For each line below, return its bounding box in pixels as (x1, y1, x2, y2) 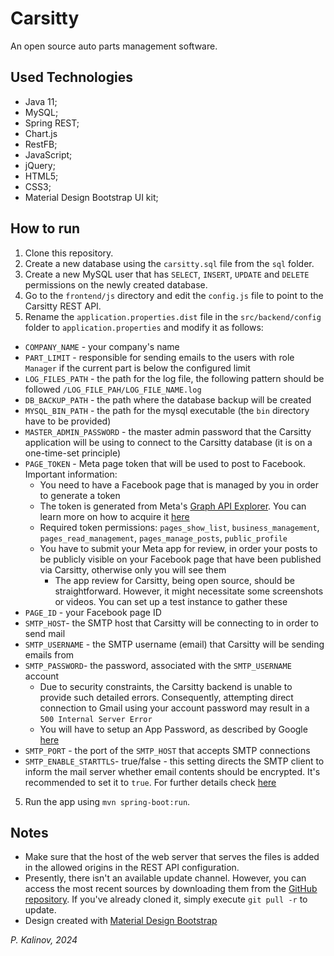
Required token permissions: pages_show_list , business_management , (39, 521, 320, 533)
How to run (10, 220, 81, 237)
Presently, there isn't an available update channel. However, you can (24, 872, 307, 884)
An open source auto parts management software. (10, 40, 218, 52)
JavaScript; (24, 148, 73, 161)
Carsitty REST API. (24, 300, 102, 312)
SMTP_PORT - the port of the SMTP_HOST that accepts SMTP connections (24, 744, 311, 756)
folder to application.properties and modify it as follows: (24, 321, 264, 333)
